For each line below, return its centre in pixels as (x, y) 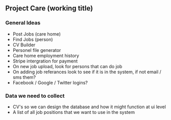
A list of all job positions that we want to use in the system (74, 112)
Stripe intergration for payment (45, 61)
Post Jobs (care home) (37, 34)
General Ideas (23, 23)
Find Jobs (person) (33, 39)
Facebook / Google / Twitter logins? (50, 82)
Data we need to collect (35, 96)
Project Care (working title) (49, 8)
